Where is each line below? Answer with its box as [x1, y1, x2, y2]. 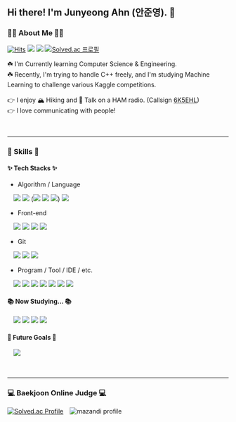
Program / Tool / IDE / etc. [17, 266, 93, 274]
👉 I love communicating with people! [7, 106, 116, 115]
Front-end [17, 208, 47, 217]
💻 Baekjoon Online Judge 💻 [7, 388, 107, 398]
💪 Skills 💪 [7, 146, 39, 156]
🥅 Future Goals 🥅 [7, 333, 57, 341]
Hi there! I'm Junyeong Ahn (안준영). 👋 [7, 6, 176, 19]
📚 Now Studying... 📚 [7, 298, 72, 306]
